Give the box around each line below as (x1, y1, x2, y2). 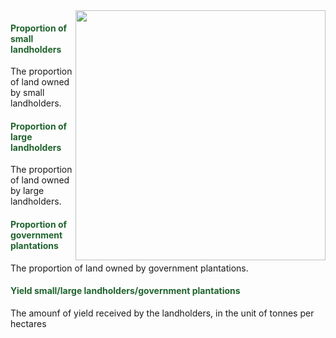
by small (10, 87, 45, 99)
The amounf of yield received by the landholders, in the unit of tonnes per (10, 307, 315, 319)
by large (10, 185, 45, 197)
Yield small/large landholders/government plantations (10, 285, 241, 297)
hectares (10, 317, 47, 329)
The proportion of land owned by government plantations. (10, 262, 249, 274)
